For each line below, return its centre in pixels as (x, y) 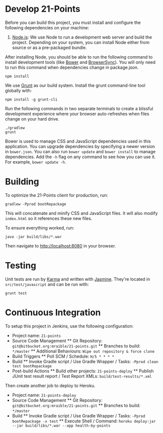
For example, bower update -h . (36, 162)
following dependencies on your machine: (47, 27)
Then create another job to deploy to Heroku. (50, 385)
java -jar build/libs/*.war (34, 237)
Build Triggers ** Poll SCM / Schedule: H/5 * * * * (63, 356)
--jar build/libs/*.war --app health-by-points (61, 426)
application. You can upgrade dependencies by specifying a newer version (80, 146)
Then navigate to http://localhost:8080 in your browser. (60, 246)
